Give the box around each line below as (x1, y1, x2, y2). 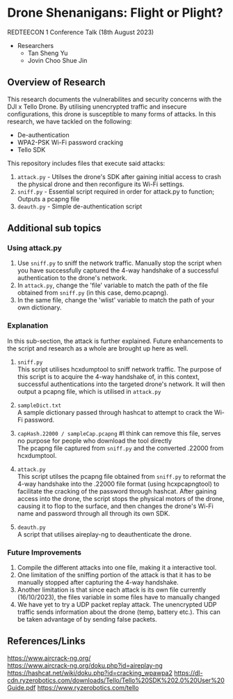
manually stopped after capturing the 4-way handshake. (17, 578, 179, 587)
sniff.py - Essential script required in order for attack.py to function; (17, 187, 215, 196)
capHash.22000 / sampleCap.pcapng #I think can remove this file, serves (17, 429, 221, 437)
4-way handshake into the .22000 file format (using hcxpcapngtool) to (17, 479, 220, 488)
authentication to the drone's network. (17, 274, 127, 282)
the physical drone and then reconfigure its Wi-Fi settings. (17, 180, 184, 188)
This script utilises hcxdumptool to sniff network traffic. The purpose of (17, 364, 222, 374)
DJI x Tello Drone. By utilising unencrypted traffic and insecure (7, 102, 187, 111)
